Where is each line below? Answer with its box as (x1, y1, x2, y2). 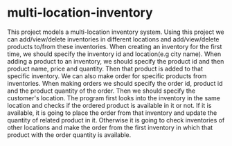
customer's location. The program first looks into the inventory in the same (7, 93, 220, 102)
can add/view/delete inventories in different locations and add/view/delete (7, 35, 220, 43)
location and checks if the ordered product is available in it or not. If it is (7, 101, 212, 109)
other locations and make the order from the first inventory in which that (7, 123, 213, 131)
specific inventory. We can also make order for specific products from (7, 71, 207, 80)
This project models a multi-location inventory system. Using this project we (7, 28, 225, 36)
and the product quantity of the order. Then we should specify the (7, 86, 196, 95)
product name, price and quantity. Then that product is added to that (7, 64, 203, 73)
